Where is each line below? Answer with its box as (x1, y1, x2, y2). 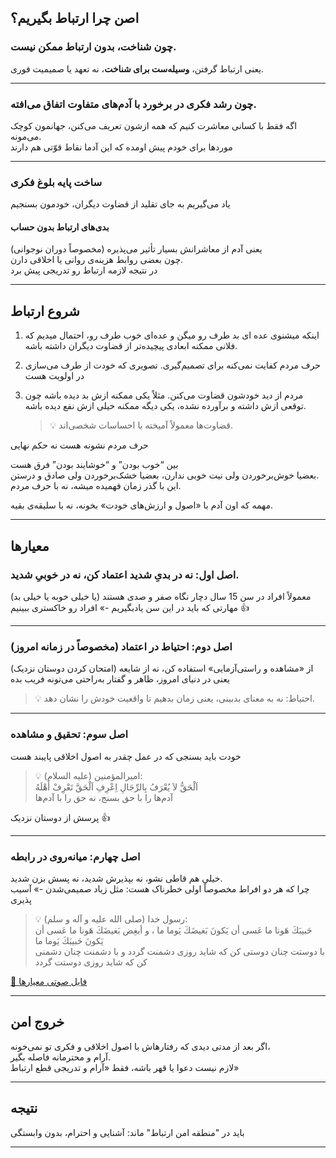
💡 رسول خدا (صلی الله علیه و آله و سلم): (34, 912, 188, 925)
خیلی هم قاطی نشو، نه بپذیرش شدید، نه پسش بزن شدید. (10, 872, 223, 884)
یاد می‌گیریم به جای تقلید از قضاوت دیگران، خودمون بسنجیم (10, 198, 231, 210)
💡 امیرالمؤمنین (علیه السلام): (34, 769, 143, 781)
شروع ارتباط (10, 302, 80, 320)
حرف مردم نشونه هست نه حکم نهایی (10, 439, 149, 451)
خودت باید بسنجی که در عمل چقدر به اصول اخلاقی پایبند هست (10, 750, 242, 762)
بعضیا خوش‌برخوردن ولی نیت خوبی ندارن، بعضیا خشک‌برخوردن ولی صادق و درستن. (10, 469, 320, 481)
